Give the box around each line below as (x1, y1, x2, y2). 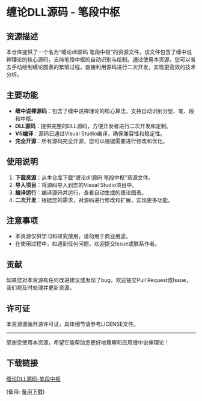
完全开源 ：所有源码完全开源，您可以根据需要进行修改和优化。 (14, 137, 168, 144)
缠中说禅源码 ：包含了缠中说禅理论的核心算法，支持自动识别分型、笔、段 (14, 107, 194, 114)
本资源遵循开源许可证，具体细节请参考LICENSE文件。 (6, 320, 139, 328)
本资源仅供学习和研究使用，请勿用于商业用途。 (14, 233, 131, 240)
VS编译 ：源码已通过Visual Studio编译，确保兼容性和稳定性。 (14, 130, 166, 137)
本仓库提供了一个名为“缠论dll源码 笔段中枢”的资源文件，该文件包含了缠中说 (6, 49, 192, 55)
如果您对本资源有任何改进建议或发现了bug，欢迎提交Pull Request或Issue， (6, 277, 192, 284)
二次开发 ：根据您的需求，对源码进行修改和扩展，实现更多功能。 (14, 196, 173, 203)
